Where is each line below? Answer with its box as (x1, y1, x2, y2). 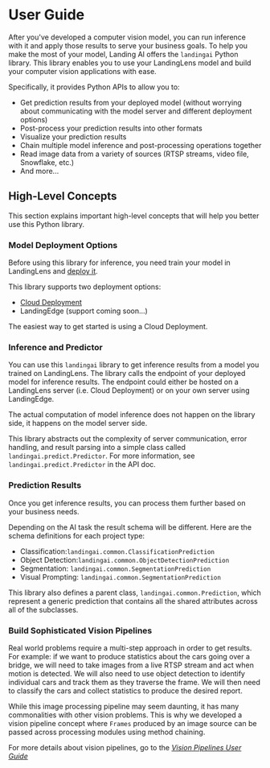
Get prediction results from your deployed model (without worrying (19, 97, 243, 107)
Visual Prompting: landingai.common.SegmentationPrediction (19, 572, 221, 581)
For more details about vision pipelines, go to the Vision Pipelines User (8, 742, 242, 752)
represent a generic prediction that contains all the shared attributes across (8, 596, 259, 605)
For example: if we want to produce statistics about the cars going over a (8, 651, 251, 661)
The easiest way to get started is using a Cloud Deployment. (8, 322, 208, 332)
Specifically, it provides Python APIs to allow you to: (8, 82, 180, 92)
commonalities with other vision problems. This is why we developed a (8, 710, 243, 720)
